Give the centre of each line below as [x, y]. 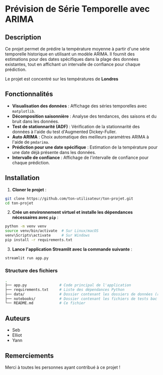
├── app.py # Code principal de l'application [68, 285]
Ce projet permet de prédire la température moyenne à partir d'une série [77, 49]
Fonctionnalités [29, 94]
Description [23, 37]
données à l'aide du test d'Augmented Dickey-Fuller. [64, 132]
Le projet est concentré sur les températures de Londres [62, 79]
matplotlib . [24, 111]
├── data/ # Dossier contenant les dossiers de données [79, 294]
